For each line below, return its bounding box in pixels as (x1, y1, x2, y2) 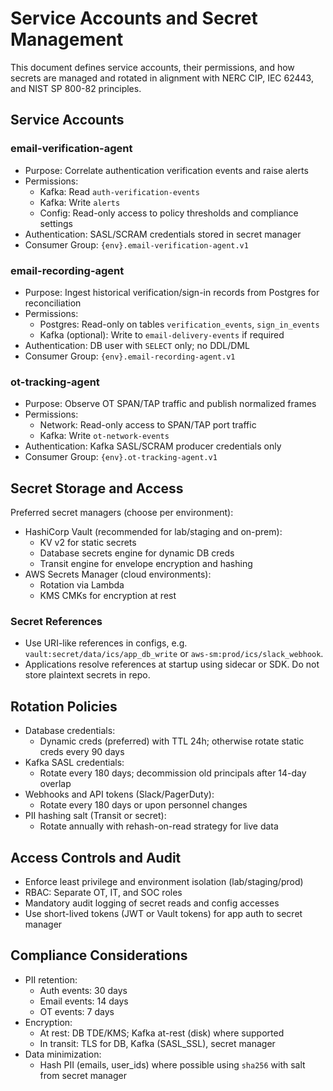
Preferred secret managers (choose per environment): (10, 507, 234, 519)
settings (39, 217, 73, 229)
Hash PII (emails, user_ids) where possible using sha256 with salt (39, 1058, 306, 1071)
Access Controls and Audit (10, 849, 182, 866)
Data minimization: (24, 1048, 102, 1060)
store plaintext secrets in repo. (24, 669, 151, 681)
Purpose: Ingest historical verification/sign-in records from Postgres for (24, 286, 320, 298)
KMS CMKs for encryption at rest (39, 590, 177, 602)
